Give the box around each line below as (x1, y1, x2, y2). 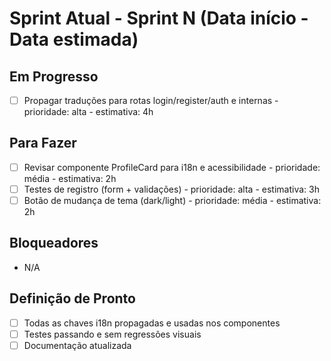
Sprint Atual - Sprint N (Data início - (9, 7, 309, 30)
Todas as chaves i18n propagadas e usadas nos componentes (23, 317, 281, 329)
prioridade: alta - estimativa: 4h (23, 106, 154, 118)
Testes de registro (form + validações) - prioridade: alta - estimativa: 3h (23, 183, 320, 195)
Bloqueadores (9, 235, 99, 252)
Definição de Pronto (9, 290, 136, 307)
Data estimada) (9, 28, 139, 51)
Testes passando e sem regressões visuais (23, 328, 202, 340)
